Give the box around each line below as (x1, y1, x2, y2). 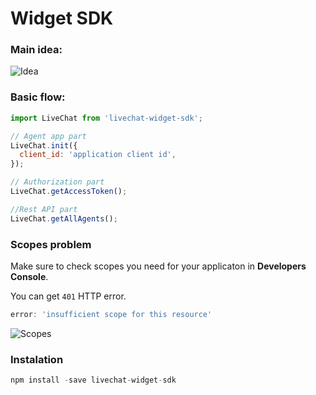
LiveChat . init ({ (10, 140, 78, 151)
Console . (10, 270, 49, 282)
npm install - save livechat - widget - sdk (10, 375, 177, 386)
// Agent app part (10, 131, 87, 141)
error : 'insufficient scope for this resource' (10, 309, 213, 319)
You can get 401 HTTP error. (10, 290, 127, 302)
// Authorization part (10, 177, 105, 187)
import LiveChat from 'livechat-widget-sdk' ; (10, 113, 203, 123)
